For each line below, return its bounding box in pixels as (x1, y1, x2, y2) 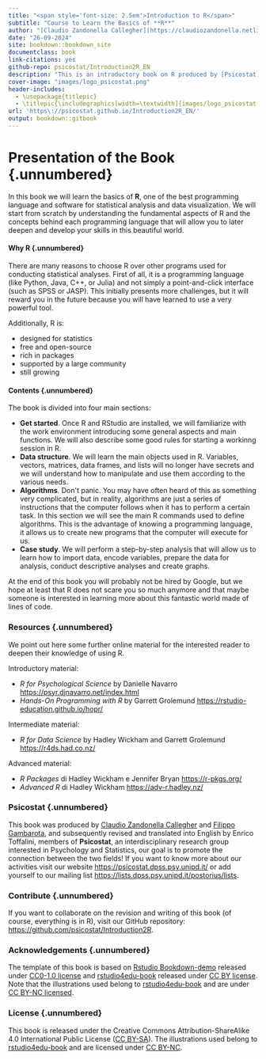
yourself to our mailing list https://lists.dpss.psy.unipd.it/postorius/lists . (8, 870, 239, 879)
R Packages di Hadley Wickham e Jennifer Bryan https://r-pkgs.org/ (19, 773, 242, 784)
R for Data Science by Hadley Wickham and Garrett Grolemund (19, 734, 226, 744)
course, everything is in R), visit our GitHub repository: (8, 917, 186, 926)
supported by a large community (19, 359, 127, 369)
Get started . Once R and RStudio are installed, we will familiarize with (19, 419, 247, 428)
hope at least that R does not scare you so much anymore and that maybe (8, 585, 249, 594)
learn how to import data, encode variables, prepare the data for (19, 553, 230, 563)
